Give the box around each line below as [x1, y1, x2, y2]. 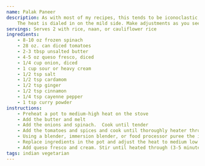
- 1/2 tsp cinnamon [17, 88, 67, 94]
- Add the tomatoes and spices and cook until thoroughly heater [17, 128, 187, 134]
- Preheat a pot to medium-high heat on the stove [17, 111, 149, 117]
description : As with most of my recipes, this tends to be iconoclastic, [6, 15, 201, 21]
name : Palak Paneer [6, 9, 56, 15]
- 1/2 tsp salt [17, 71, 56, 77]
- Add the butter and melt [17, 116, 86, 122]
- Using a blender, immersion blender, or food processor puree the [17, 133, 195, 140]
